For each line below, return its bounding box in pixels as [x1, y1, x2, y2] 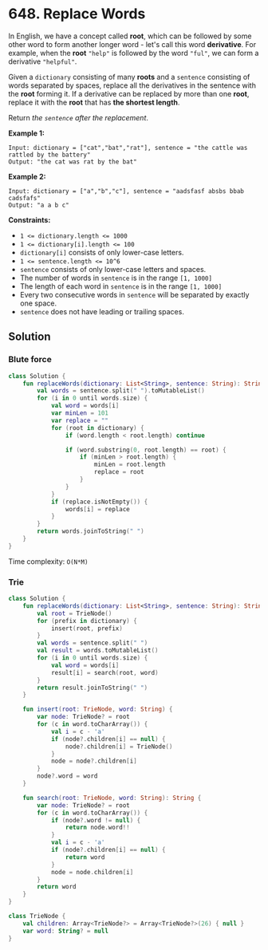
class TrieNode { [8, 913, 66, 920]
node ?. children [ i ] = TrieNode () [65, 743, 173, 751]
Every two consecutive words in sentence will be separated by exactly [19, 290, 250, 299]
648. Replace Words [8, 5, 146, 23]
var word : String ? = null [22, 927, 109, 935]
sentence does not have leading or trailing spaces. [19, 306, 185, 316]
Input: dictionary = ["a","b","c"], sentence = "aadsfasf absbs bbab [8, 187, 245, 195]
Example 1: [8, 128, 45, 138]
